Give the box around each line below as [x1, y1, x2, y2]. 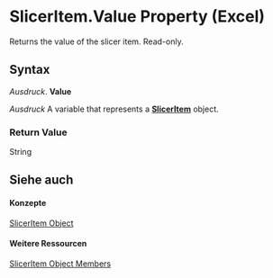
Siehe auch [9, 173, 74, 188]
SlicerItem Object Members [9, 258, 111, 269]
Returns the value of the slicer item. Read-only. [9, 36, 184, 47]
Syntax [9, 62, 50, 77]
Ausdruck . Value [9, 85, 72, 96]
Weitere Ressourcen [9, 238, 87, 249]
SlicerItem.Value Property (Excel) [9, 6, 266, 27]
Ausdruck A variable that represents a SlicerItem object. [9, 103, 219, 114]
